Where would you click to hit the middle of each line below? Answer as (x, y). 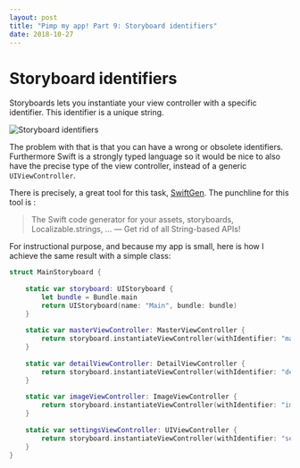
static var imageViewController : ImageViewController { (132, 397)
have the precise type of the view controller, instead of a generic (128, 166)
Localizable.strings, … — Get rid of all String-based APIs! (136, 230)
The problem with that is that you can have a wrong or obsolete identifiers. (146, 147)
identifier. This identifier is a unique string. (87, 113)
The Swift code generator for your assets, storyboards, (132, 220)
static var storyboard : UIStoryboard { (100, 289)
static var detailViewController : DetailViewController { (135, 364)
